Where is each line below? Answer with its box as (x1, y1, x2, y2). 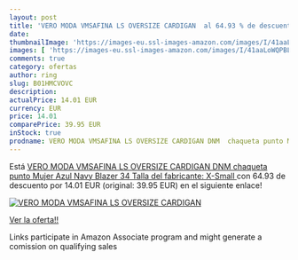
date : (9, 29, 29, 38)
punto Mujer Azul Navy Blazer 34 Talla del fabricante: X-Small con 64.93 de (9, 170, 286, 181)
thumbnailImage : (9, 37, 69, 47)
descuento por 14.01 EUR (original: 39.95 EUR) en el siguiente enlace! (9, 179, 263, 191)
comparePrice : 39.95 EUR (9, 121, 101, 130)
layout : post (9, 12, 58, 22)
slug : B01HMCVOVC (9, 79, 74, 88)
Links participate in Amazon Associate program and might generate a (9, 232, 263, 242)
